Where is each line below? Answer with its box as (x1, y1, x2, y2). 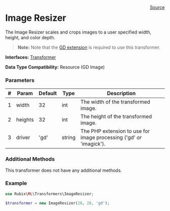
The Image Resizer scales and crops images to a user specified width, (5, 29, 152, 35)
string (61, 134, 76, 141)
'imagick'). (80, 140, 106, 147)
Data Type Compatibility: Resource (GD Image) (5, 64, 105, 70)
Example (5, 180, 27, 187)
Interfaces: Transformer (5, 54, 56, 60)
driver (16, 134, 30, 141)
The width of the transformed (80, 99, 150, 106)
